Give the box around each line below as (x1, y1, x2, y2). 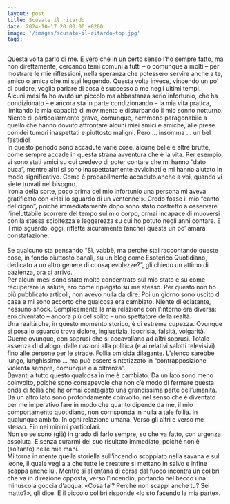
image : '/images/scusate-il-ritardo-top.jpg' (7, 29, 140, 37)
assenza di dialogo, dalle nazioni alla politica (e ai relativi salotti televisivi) (7, 342, 215, 350)
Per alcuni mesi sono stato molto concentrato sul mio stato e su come (7, 276, 206, 284)
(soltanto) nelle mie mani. (7, 444, 79, 453)
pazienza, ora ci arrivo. (7, 268, 73, 277)
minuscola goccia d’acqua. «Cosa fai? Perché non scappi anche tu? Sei (7, 482, 210, 490)
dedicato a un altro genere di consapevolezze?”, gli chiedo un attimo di (7, 261, 209, 269)
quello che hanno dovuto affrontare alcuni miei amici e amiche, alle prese (7, 121, 215, 129)
